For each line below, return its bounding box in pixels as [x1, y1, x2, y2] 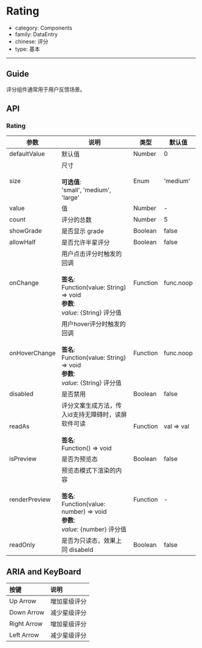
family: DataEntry [14, 30, 58, 37]
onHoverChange [9, 349, 56, 358]
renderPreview [9, 495, 51, 504]
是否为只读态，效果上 [61, 536, 122, 545]
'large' [61, 193, 80, 202]
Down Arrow [9, 608, 45, 617]
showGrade [9, 226, 42, 235]
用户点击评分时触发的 [61, 249, 122, 258]
